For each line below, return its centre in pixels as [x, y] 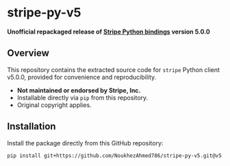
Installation [31, 127]
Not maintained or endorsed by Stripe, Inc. [79, 90]
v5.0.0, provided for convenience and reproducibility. [82, 77]
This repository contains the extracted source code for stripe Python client [114, 69]
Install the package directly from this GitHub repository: [85, 143]
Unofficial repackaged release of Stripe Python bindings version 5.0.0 [109, 32]
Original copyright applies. [54, 105]
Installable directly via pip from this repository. [82, 97]
